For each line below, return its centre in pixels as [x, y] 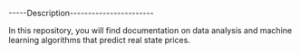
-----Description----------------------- [81, 13]
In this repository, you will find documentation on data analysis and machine [150, 30]
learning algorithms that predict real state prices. [100, 40]
